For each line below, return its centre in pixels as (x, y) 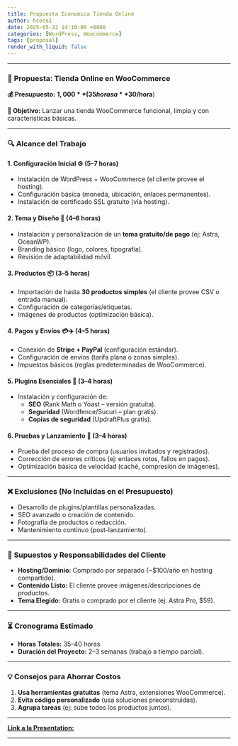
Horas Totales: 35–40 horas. (60, 644)
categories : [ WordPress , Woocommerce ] (64, 34)
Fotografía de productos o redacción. (72, 522)
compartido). (36, 578)
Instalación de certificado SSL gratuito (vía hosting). (93, 202)
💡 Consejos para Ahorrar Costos (64, 677)
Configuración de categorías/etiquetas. (75, 307)
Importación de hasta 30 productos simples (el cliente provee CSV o (118, 291)
